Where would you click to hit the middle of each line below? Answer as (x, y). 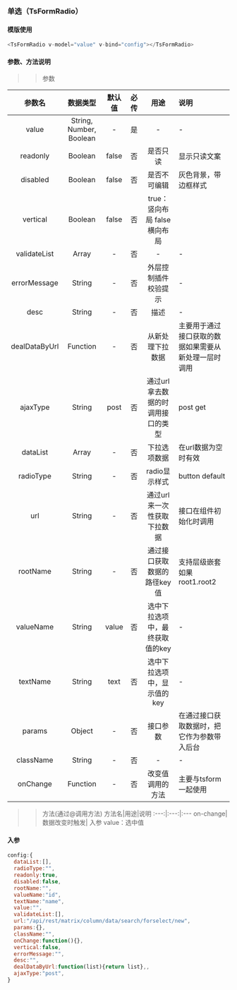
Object (82, 731)
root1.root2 (197, 582)
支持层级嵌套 (200, 562)
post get (193, 407)
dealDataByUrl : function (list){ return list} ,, (82, 967)
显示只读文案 (200, 157)
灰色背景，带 (200, 175)
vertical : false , (37, 947)
